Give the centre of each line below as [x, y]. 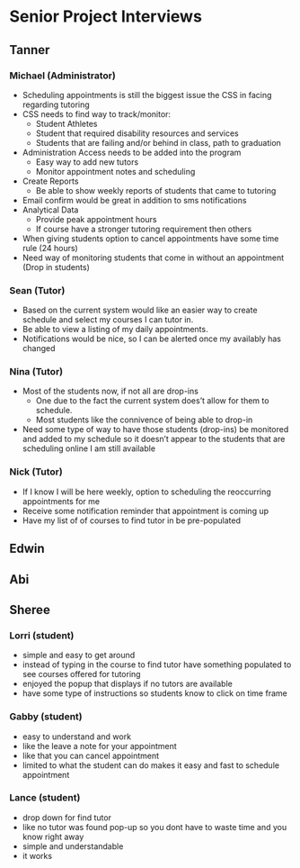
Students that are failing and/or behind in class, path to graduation [158, 142]
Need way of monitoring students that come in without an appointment [153, 258]
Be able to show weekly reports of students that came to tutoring [156, 190]
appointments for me [61, 501]
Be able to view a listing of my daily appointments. [115, 330]
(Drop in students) [56, 267]
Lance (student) [45, 798]
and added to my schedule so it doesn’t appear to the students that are [154, 439]
